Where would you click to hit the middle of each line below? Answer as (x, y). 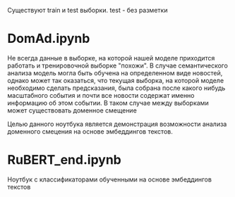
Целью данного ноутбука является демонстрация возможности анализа (117, 124)
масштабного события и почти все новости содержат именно (101, 95)
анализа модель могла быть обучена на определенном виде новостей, (115, 72)
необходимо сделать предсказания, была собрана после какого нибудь (116, 88)
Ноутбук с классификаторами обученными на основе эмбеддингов (109, 179)
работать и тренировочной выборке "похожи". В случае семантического (117, 65)
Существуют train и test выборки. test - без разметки (88, 10)
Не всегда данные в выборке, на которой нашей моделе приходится (111, 58)
